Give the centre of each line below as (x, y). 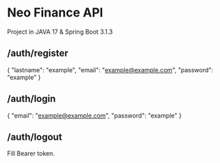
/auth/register (38, 53)
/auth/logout (35, 137)
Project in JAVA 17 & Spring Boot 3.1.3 (60, 32)
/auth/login (32, 99)
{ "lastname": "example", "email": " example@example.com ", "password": (110, 69)
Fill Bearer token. (31, 153)
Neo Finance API (55, 13)
